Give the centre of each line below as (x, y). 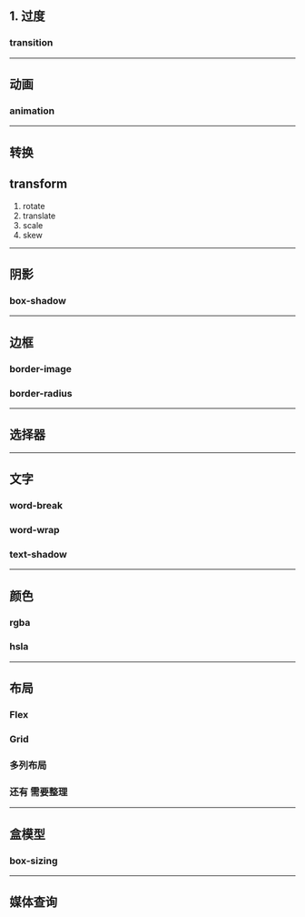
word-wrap (35, 529)
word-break (36, 505)
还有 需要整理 (39, 791)
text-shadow (39, 554)
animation (32, 111)
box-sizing (34, 861)
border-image (41, 368)
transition (31, 43)
